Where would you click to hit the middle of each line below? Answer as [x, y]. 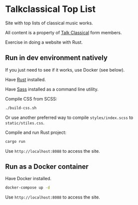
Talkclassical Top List [50, 9]
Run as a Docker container [47, 166]
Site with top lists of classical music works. [49, 23]
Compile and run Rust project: [36, 132]
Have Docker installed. [28, 179]
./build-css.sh [21, 108]
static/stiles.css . [25, 122]
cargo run [15, 141]
